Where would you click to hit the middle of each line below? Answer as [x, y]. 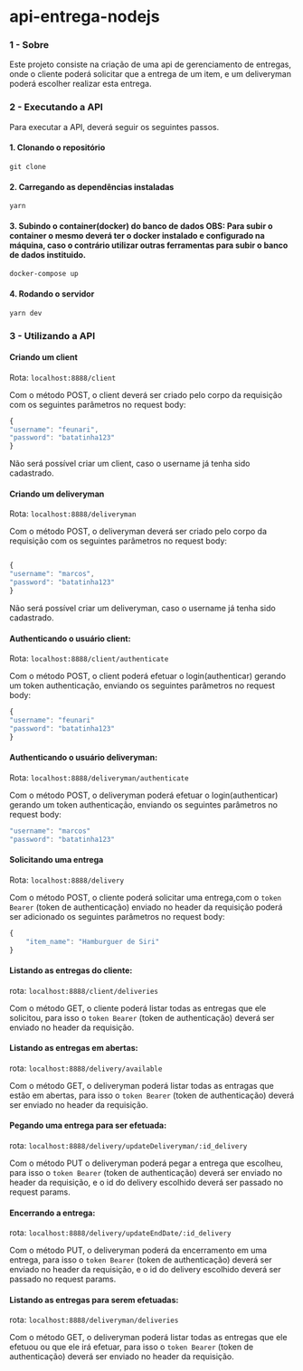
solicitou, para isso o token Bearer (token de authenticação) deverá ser [142, 1017]
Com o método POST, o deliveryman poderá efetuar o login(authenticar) [144, 795]
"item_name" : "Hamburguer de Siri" [93, 941]
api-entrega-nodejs [85, 17]
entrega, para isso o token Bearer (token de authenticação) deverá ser [141, 1260]
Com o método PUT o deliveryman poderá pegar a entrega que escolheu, [146, 1163]
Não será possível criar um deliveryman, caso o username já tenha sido [142, 608]
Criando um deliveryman [57, 494]
